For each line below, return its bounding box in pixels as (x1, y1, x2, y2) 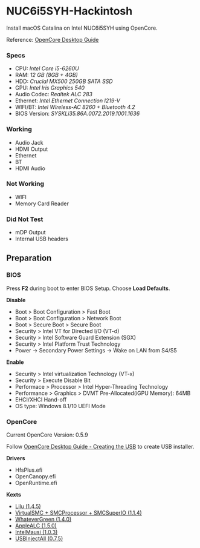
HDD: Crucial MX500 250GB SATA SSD (15, 78, 113, 85)
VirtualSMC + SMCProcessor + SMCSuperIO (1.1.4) (15, 509, 142, 517)
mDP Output (15, 229, 47, 236)
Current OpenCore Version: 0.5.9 (6, 431, 89, 438)
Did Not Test (6, 215, 44, 223)
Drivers (6, 455, 25, 462)
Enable (6, 358, 24, 366)
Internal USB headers (15, 235, 68, 243)
